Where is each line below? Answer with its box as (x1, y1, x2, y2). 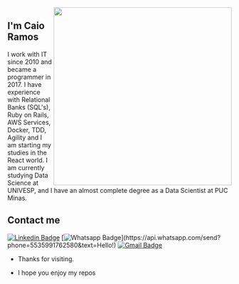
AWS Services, (7, 117, 51, 127)
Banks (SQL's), (7, 102, 51, 111)
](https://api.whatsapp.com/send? (120, 233, 221, 241)
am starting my (7, 140, 52, 149)
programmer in (7, 73, 51, 81)
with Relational (7, 95, 51, 104)
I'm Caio (7, 20, 45, 32)
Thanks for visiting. (17, 254, 75, 263)
